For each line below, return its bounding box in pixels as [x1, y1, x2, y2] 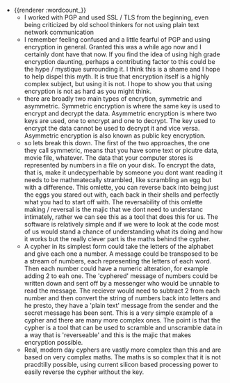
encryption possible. [24, 339, 83, 346]
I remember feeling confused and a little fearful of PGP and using [24, 35, 211, 44]
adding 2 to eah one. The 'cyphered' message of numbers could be [24, 272, 217, 280]
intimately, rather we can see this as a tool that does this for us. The [24, 213, 219, 221]
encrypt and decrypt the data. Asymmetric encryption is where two [24, 109, 217, 117]
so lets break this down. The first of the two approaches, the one [24, 139, 210, 147]
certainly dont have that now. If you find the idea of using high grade [24, 50, 220, 58]
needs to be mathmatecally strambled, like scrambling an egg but [24, 176, 212, 184]
